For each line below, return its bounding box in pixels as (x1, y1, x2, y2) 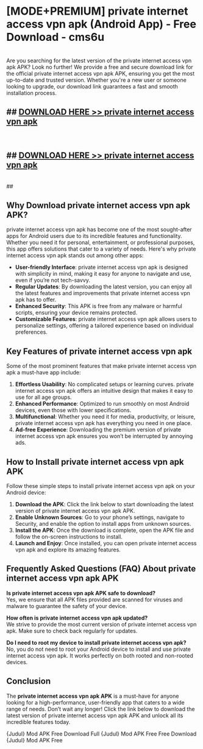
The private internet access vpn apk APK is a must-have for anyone (6, 692, 179, 700)
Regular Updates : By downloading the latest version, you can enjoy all (15, 283, 192, 290)
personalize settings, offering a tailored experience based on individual (15, 322, 194, 329)
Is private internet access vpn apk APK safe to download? (6, 589, 156, 597)
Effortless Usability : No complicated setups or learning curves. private (15, 381, 194, 388)
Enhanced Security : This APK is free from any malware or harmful (15, 303, 183, 310)
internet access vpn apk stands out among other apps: (6, 252, 144, 259)
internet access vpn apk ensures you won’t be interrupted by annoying (15, 432, 193, 440)
